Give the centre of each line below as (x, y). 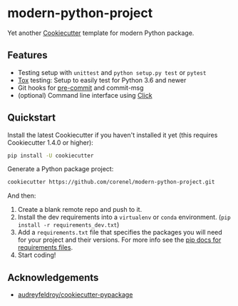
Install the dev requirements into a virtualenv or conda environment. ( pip (124, 217)
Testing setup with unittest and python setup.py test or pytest (112, 72)
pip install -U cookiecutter (51, 155)
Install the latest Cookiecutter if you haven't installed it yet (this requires (113, 135)
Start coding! (37, 255)
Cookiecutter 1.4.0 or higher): (51, 142)
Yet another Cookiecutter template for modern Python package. (101, 33)
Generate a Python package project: (61, 169)
